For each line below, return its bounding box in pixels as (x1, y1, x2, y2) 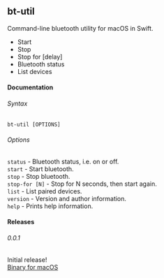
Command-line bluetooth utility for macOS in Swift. (7, 24, 154, 32)
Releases (7, 218, 35, 226)
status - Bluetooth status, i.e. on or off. (7, 157, 119, 166)
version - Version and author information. (7, 194, 127, 203)
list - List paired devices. (7, 186, 82, 195)
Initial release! (7, 255, 47, 264)
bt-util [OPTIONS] (7, 121, 61, 128)
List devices (17, 67, 52, 75)
